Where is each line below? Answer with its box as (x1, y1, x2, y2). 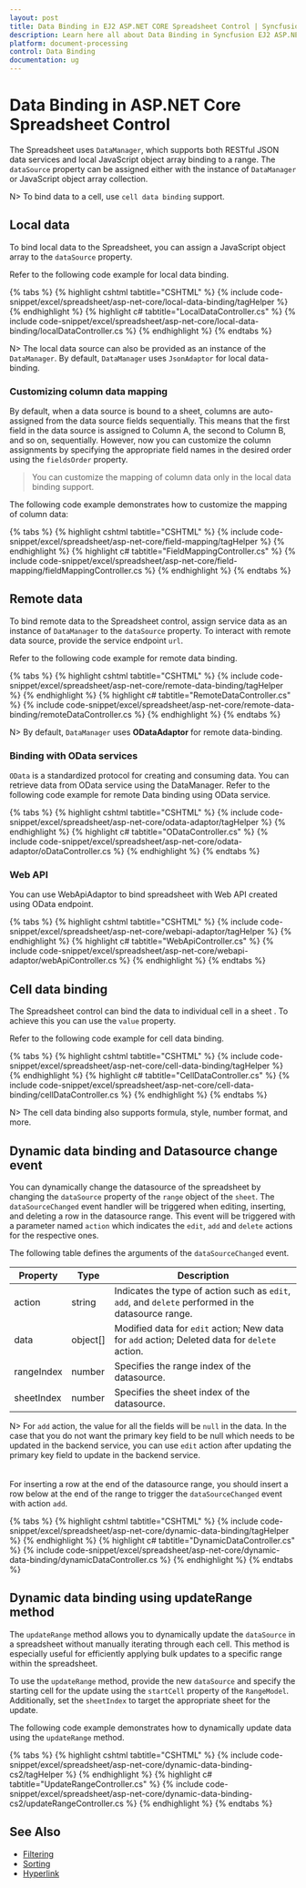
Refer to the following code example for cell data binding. (9, 1033, 225, 1044)
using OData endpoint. (9, 899, 94, 910)
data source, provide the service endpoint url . (9, 635, 184, 646)
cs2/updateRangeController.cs (9, 1798, 125, 1809)
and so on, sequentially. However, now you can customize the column (9, 434, 271, 446)
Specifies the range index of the (114, 1360, 251, 1373)
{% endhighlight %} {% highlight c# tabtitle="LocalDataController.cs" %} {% (9, 306, 296, 317)
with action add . (9, 1498, 68, 1509)
